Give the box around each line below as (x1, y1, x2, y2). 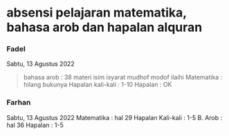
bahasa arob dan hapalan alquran (6, 19, 203, 35)
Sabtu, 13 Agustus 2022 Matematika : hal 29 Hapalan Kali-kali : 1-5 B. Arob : (6, 113, 223, 122)
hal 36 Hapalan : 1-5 (6, 121, 64, 129)
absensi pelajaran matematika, (6, 5, 187, 21)
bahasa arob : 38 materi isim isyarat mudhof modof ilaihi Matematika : (23, 73, 223, 81)
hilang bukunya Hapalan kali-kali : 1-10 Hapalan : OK (23, 81, 172, 89)
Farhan (6, 98, 31, 108)
